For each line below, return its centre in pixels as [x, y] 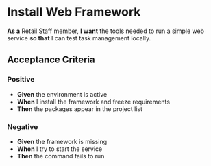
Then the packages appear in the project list [79, 109]
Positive [21, 80]
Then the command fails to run [61, 156]
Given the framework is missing [62, 141]
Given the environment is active [62, 94]
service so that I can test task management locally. [79, 38]
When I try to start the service [60, 149]
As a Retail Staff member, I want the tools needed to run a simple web [105, 31]
